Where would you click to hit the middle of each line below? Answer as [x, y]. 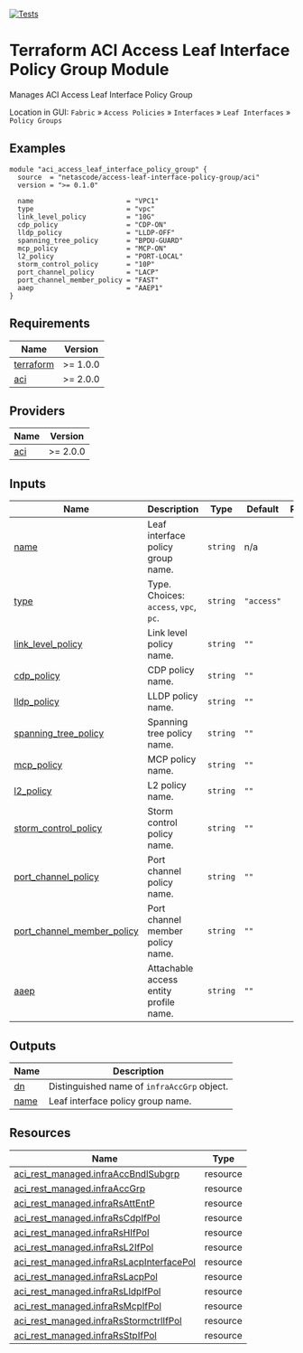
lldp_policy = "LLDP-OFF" [96, 232]
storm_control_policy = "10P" [86, 264]
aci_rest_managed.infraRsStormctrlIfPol [98, 1320]
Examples [37, 149]
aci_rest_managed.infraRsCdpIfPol [87, 1217]
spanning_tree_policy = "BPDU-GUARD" [100, 240]
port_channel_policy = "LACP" [88, 272]
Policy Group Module [89, 70]
